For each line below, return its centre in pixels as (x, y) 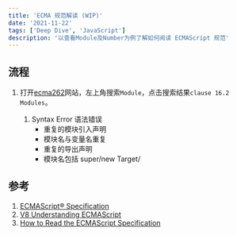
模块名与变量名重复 (75, 139)
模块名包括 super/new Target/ (92, 159)
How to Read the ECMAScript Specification (90, 222)
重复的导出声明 (68, 149)
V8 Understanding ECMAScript (70, 214)
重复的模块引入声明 (75, 129)
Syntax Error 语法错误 (67, 119)
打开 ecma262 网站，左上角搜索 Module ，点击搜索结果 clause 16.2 (124, 93)
